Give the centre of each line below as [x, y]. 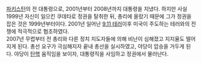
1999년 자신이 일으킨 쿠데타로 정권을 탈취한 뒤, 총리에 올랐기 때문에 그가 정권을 [99, 16]
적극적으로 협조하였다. [43, 31]
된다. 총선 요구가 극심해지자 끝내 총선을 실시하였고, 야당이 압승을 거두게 [101, 46]
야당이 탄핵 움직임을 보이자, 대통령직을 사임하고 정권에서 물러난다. [91, 54]
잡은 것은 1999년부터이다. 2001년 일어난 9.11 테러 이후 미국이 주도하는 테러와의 [98, 24]
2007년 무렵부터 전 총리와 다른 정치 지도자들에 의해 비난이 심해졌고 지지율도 [96, 39]
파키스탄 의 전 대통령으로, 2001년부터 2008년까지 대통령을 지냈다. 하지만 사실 [97, 9]
